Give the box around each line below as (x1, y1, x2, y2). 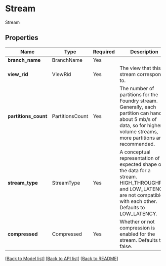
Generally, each (119, 103, 157, 110)
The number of (119, 85, 155, 92)
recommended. (119, 140, 155, 147)
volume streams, (119, 128, 158, 135)
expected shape (119, 161, 157, 168)
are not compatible (119, 191, 164, 198)
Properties (5, 34, 39, 42)
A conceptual (119, 149, 151, 155)
